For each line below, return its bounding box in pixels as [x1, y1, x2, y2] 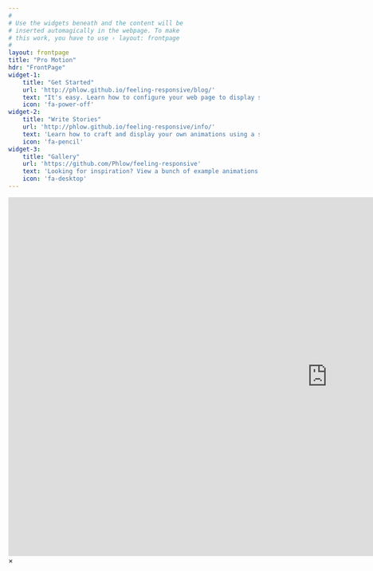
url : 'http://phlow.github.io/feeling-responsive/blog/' [22, 85, 216, 94]
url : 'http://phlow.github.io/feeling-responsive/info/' [22, 123, 216, 131]
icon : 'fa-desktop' [22, 175, 88, 183]
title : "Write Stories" [22, 116, 102, 124]
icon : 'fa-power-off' [22, 100, 94, 108]
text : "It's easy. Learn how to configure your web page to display [22, 93, 255, 101]
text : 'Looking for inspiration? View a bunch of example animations [22, 167, 259, 175]
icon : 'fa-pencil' [22, 137, 84, 146]
